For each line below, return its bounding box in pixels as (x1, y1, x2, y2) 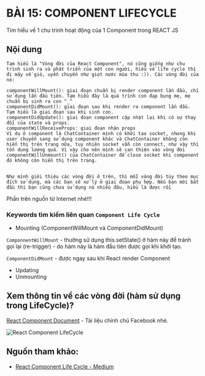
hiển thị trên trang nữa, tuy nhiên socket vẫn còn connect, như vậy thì (6, 141, 199, 147)
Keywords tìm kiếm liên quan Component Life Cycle (6, 210, 160, 219)
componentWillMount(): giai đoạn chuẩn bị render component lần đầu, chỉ (6, 87, 199, 93)
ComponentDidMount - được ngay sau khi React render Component (6, 255, 171, 262)
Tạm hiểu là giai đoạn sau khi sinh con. (6, 109, 114, 115)
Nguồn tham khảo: (6, 347, 79, 357)
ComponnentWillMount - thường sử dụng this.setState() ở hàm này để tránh (6, 237, 191, 244)
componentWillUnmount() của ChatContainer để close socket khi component (6, 152, 199, 158)
